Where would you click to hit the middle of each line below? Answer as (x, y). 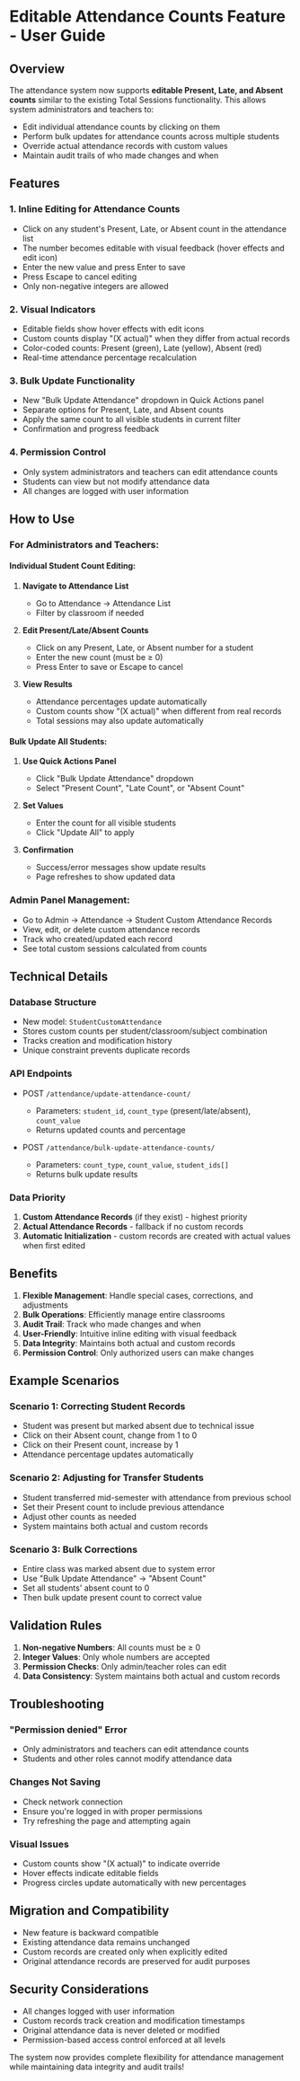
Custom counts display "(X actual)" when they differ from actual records (156, 338)
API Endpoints (41, 1073)
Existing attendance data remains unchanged (106, 1942)
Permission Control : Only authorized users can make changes (138, 1353)
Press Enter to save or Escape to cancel (110, 667)
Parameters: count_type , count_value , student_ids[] (132, 1164)
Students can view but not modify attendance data (116, 481)
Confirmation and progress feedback (91, 429)
